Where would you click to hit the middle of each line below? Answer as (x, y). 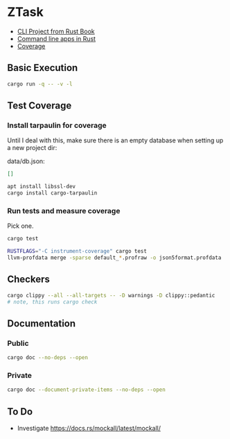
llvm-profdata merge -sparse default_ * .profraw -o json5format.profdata (114, 258)
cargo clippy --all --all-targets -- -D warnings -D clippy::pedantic (111, 295)
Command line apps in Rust (56, 38)
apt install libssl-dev (42, 187)
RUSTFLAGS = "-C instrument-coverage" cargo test (77, 251)
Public (18, 343)
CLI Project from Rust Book (56, 31)
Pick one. (20, 226)
